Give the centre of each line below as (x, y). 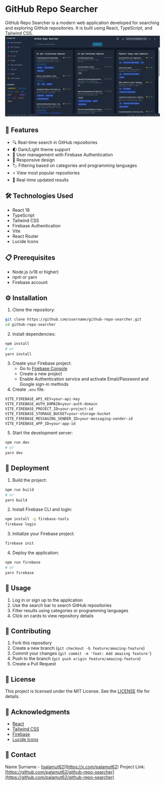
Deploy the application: (36, 553)
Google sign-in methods (44, 384)
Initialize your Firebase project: (43, 534)
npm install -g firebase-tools (37, 519)
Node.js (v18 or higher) (35, 272)
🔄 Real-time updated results (40, 180)
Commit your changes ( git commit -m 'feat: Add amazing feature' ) (82, 654)
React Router (25, 236)
